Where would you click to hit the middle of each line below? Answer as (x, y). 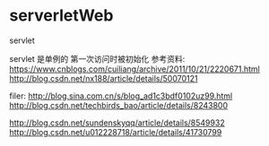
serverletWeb (61, 16)
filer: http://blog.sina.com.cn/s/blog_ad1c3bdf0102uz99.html (121, 96)
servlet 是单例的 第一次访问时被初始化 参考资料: (97, 58)
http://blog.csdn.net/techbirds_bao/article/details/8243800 (119, 105)
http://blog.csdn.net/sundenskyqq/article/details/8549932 (117, 123)
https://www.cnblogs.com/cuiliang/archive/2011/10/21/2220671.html (134, 69)
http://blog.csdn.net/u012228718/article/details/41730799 (116, 132)
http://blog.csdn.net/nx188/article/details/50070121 (104, 78)
